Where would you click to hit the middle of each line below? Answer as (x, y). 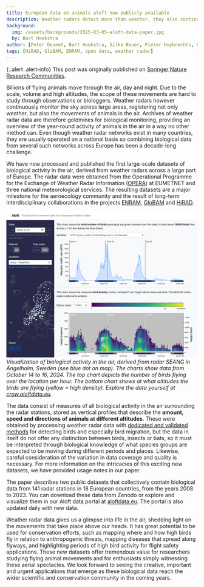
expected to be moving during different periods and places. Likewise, (93, 451)
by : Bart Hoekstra (35, 39)
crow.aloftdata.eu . (29, 394)
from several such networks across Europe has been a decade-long (91, 145)
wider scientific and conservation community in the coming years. (89, 577)
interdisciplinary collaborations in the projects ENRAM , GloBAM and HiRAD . (100, 202)
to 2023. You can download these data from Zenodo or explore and (90, 495)
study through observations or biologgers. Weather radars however (90, 100)
